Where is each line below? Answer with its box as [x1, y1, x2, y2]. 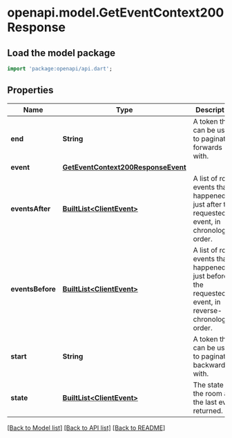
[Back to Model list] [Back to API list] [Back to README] [7, 423, 166, 432]
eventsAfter [10, 204, 51, 213]
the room [193, 388, 222, 398]
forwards [193, 142, 222, 152]
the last [193, 397, 217, 407]
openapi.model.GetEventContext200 [7, 5, 224, 21]
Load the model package [7, 47, 116, 59]
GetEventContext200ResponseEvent [62, 162, 186, 172]
